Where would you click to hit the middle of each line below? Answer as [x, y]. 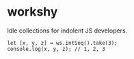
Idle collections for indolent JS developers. [67, 31]
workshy [32, 12]
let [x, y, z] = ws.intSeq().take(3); [62, 43]
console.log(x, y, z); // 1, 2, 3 [56, 49]
